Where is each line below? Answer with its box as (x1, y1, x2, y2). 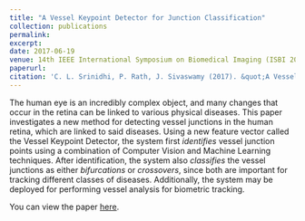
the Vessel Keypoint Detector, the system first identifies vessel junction (9, 135, 275, 146)
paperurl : (9, 64, 47, 73)
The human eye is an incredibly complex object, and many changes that (9, 97, 279, 108)
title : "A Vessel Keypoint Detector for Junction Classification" (9, 13, 266, 23)
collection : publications (9, 22, 107, 31)
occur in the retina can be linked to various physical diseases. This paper (9, 106, 283, 118)
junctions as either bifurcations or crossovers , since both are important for (9, 164, 289, 175)
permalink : (9, 30, 51, 39)
